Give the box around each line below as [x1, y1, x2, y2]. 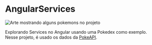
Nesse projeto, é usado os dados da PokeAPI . [5, 34, 98, 40]
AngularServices [5, 3, 76, 15]
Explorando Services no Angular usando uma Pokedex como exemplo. [5, 29, 147, 35]
